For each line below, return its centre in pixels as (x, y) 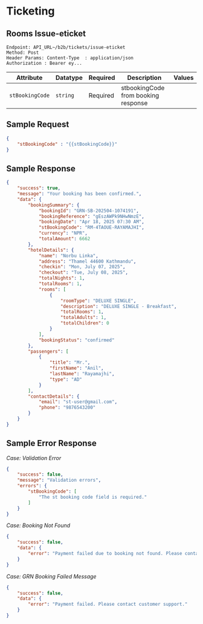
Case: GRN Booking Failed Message (51, 576)
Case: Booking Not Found (38, 525)
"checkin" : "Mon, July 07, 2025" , (82, 267)
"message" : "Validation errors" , (59, 480)
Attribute (29, 78)
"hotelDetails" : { (51, 250)
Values (183, 78)
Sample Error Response (51, 443)
